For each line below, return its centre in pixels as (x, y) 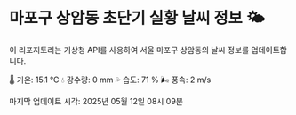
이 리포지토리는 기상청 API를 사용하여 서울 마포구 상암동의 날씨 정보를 (129, 50)
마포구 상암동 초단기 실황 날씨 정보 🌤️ (137, 18)
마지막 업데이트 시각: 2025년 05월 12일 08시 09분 (96, 101)
